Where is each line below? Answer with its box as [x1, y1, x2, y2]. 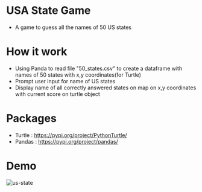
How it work [6, 45, 68, 59]
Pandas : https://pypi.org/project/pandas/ [14, 138, 119, 145]
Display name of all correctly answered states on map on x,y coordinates [14, 84, 197, 91]
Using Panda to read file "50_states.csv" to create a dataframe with [14, 65, 183, 72]
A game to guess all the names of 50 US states [14, 24, 131, 31]
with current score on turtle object [14, 90, 101, 97]
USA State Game [6, 4, 91, 18]
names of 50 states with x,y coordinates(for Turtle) [14, 71, 142, 78]
